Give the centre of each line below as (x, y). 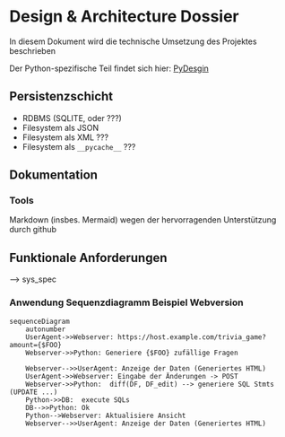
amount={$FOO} (36, 345)
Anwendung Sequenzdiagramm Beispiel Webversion (126, 302)
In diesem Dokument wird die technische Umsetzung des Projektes (133, 41)
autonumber (46, 329)
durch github (33, 230)
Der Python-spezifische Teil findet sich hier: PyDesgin (109, 68)
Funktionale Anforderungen (88, 258)
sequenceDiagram (39, 321)
